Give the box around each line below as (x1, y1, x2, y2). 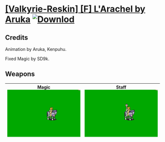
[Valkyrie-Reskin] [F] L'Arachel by (5, 3, 146, 15)
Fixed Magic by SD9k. (5, 56, 50, 62)
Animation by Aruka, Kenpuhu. (5, 47, 67, 52)
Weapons (5, 70, 35, 78)
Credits (5, 33, 28, 42)
